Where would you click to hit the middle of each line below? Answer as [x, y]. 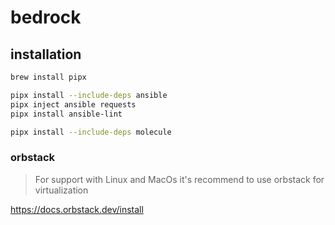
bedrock [46, 17]
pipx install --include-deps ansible [89, 95]
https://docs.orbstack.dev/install [77, 209]
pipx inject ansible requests [73, 104]
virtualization [61, 190]
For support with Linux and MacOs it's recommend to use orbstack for [179, 179]
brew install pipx [48, 77]
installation [46, 54]
